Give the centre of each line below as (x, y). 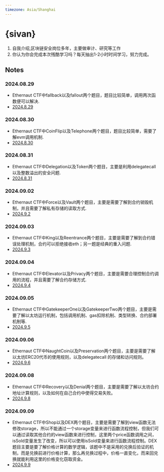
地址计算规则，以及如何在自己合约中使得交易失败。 (64, 393)
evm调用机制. (30, 137)
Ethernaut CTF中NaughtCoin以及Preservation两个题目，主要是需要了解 (84, 351)
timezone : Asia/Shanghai (30, 10)
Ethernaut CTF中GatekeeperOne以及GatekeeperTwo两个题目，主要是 (82, 309)
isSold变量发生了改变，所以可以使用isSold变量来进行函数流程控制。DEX (85, 441)
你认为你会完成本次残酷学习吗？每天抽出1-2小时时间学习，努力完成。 (82, 54)
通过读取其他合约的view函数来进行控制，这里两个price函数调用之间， (86, 434)
